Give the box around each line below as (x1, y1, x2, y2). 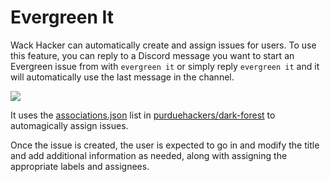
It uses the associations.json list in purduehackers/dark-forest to (10, 109, 276, 121)
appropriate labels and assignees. (10, 160, 150, 172)
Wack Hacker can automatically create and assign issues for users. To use (10, 39, 317, 51)
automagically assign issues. (10, 119, 129, 131)
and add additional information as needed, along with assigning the (10, 149, 288, 161)
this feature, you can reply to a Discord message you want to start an (10, 49, 295, 61)
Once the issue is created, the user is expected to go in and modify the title (10, 139, 320, 151)
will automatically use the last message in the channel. (10, 71, 235, 83)
